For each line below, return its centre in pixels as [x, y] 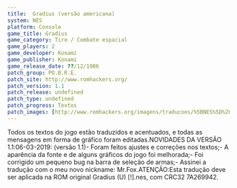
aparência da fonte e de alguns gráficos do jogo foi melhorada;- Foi [105, 154]
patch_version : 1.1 [36, 86]
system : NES [25, 20]
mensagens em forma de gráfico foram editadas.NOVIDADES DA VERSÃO [115, 139]
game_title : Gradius [38, 33]
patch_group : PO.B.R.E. [42, 73]
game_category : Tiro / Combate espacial [68, 40]
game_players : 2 [31, 46]
